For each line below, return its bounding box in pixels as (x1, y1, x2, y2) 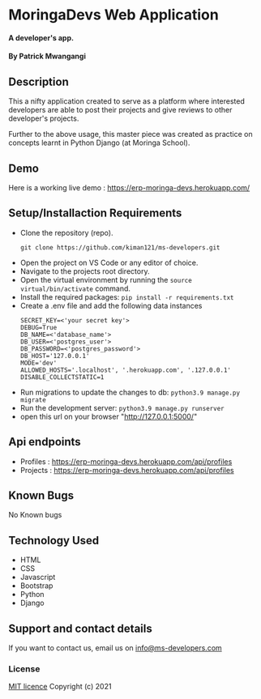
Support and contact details (8, 621, 152, 635)
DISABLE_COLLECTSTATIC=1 (19, 373, 105, 381)
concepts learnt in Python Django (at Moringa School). (8, 138, 190, 147)
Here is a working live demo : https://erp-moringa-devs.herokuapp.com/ (8, 183, 250, 192)
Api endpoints (8, 435, 81, 449)
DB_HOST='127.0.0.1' (19, 352, 90, 360)
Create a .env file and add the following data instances (19, 300, 203, 310)
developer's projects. (8, 113, 79, 123)
